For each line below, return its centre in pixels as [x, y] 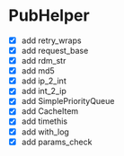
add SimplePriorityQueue [68, 101]
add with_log [45, 132]
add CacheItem [50, 111]
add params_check [57, 142]
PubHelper [49, 16]
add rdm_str [44, 61]
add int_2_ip [44, 91]
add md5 [38, 71]
